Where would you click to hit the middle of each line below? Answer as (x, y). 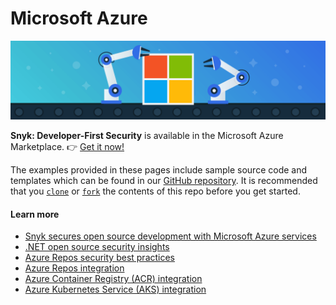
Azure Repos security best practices (100, 258)
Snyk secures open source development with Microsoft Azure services (170, 236)
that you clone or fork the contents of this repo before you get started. (155, 191)
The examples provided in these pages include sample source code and (159, 169)
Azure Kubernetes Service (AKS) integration (115, 289)
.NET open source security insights (97, 247)
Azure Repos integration (74, 268)
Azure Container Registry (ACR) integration (113, 279)
